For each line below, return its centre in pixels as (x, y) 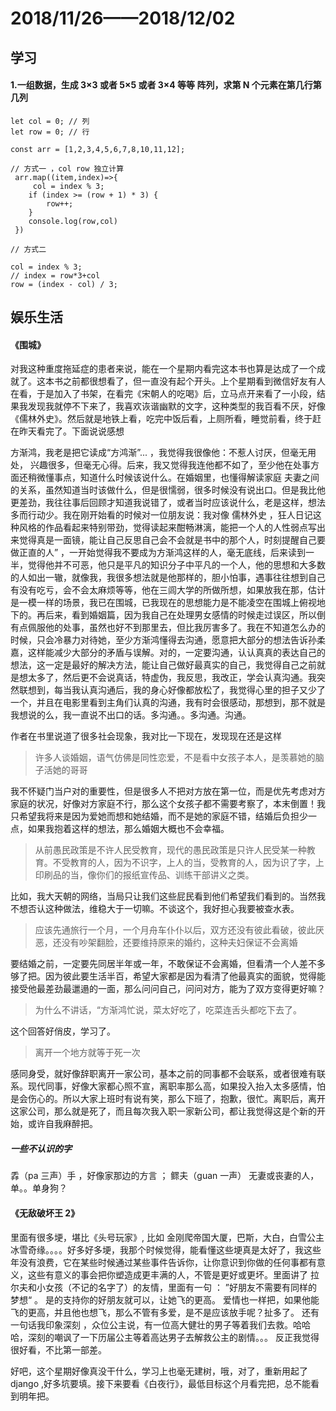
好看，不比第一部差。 (62, 1349)
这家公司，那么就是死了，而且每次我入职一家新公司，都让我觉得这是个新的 (163, 1111)
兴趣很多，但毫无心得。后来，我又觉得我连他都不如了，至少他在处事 (170, 465)
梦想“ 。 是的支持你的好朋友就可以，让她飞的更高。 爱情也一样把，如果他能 (165, 1299)
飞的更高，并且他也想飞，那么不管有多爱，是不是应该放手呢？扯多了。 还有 (165, 1312)
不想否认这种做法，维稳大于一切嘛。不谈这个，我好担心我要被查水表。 (155, 909)
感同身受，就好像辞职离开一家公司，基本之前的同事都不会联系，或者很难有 (163, 1074)
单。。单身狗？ (39, 1188)
